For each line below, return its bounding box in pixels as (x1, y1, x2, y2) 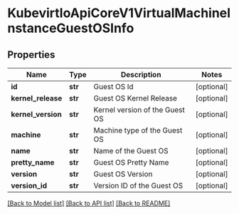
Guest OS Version (93, 169, 153, 179)
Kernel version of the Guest (93, 105, 185, 115)
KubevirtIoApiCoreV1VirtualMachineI (7, 5, 231, 21)
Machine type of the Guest (93, 126, 183, 135)
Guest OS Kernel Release (93, 93, 178, 103)
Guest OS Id (93, 82, 134, 91)
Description (120, 70, 161, 79)
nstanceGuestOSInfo (7, 20, 134, 36)
